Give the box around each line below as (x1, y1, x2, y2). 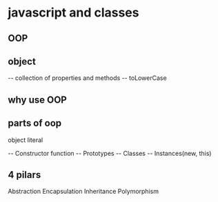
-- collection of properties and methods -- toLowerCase (8, 74, 168, 82)
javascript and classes (8, 5, 139, 21)
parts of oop (8, 117, 62, 129)
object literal (8, 136, 43, 144)
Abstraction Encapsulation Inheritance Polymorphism (8, 188, 159, 196)
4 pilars (8, 169, 41, 181)
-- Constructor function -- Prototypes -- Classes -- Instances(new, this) (8, 149, 212, 157)
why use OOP (8, 94, 68, 105)
